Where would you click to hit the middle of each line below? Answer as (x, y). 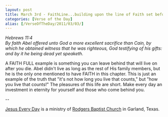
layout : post (19, 10)
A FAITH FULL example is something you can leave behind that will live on (81, 63)
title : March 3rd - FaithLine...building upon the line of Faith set (79, 14)
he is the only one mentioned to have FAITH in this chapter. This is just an (81, 74)
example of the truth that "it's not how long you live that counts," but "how (81, 79)
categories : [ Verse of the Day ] (39, 19)
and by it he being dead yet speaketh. (44, 54)
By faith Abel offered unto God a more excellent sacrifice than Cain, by (78, 43)
